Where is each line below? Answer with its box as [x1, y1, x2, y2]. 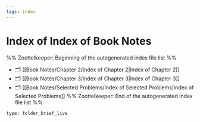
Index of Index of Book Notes [6, 34, 152, 48]
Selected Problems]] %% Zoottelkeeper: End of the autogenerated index [14, 92, 193, 99]
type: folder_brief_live [6, 110, 68, 116]
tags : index [6, 8, 36, 15]
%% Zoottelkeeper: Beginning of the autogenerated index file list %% [6, 54, 177, 61]
